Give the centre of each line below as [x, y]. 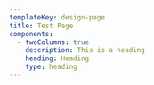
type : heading [51, 67]
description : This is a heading [85, 50]
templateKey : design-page [57, 17]
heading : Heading [57, 58]
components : [31, 34]
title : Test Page [41, 26]
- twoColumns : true [53, 42]
